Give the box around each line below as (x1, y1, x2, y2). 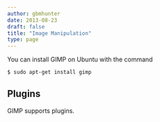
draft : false (7, 23, 45, 30)
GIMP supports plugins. (7, 106, 75, 115)
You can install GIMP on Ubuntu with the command (7, 55, 153, 63)
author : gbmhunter (7, 10, 61, 17)
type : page (7, 36, 39, 43)
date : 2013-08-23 (7, 17, 58, 24)
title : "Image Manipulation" (7, 29, 92, 37)
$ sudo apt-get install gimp (7, 69, 92, 76)
